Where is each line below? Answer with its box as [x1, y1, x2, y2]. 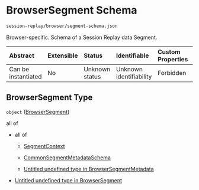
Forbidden [158, 68, 187, 77]
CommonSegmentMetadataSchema [23, 154, 111, 161]
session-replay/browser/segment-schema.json [6, 23, 118, 29]
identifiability [115, 72, 152, 80]
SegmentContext [23, 142, 65, 149]
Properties [158, 55, 188, 63]
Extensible [47, 51, 78, 60]
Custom [158, 48, 181, 56]
